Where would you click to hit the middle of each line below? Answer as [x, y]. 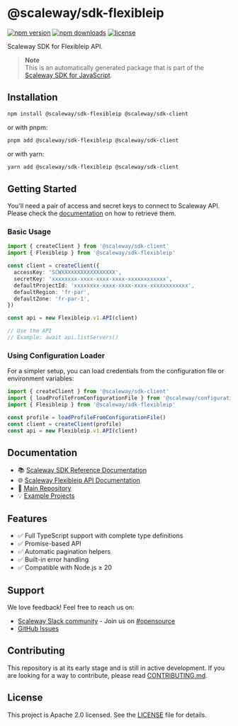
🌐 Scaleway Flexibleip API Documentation [79, 480]
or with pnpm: [28, 127]
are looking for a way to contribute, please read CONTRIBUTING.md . [107, 675]
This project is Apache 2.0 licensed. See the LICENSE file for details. [107, 715]
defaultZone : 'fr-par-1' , [52, 299]
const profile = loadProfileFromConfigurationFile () [87, 417]
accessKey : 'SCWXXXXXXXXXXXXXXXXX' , [68, 273]
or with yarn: [26, 154]
